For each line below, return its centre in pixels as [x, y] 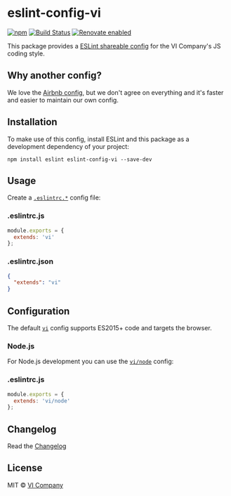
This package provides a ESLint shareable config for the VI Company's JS [114, 46]
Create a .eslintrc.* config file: [54, 197]
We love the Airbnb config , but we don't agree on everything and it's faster [115, 92]
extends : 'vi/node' [42, 401]
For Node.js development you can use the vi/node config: [91, 361]
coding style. [26, 53]
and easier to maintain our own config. [63, 100]
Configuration [39, 311]
